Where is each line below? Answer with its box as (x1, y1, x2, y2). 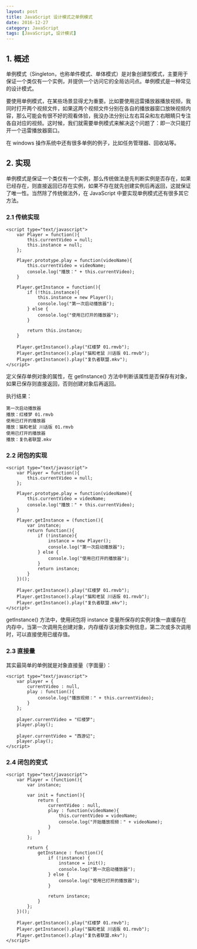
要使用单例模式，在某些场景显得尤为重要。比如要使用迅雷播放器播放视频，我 (6, 97, 191, 105)
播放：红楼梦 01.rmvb (6, 412, 54, 418)
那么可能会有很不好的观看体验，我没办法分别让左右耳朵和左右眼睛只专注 (16, 112, 191, 119)
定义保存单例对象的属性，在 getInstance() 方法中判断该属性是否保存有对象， (6, 373, 191, 380)
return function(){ (27, 528, 75, 534)
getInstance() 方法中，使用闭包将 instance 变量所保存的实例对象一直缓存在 (6, 616, 186, 623)
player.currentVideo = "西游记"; (16, 733, 96, 739)
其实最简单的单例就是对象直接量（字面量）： (6, 661, 111, 668)
